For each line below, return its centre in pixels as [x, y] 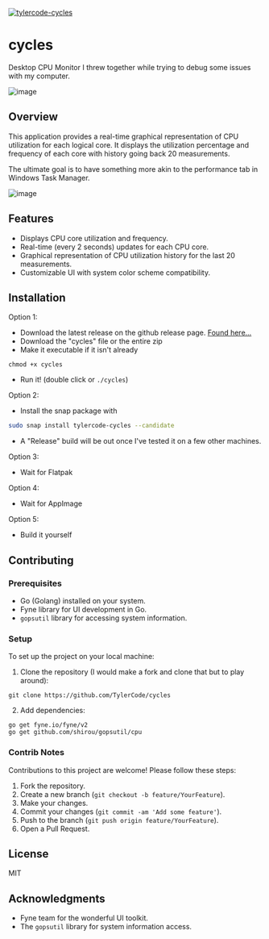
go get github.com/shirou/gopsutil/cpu [75, 732]
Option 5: [24, 520]
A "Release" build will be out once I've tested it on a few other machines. [141, 441]
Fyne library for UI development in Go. [83, 609]
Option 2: [24, 395]
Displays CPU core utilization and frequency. [94, 238]
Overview [33, 117]
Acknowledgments [57, 898]
